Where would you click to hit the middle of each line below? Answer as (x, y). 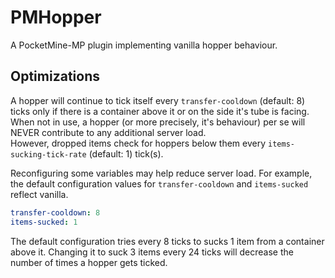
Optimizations (55, 76)
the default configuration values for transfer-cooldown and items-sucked (159, 183)
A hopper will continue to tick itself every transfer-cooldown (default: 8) (158, 100)
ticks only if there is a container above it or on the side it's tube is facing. (160, 111)
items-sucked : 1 (44, 222)
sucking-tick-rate (48, 154)
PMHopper (56, 17)
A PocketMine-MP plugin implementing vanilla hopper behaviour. (144, 45)
